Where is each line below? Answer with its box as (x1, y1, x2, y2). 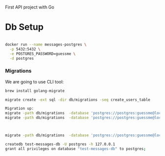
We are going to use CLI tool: (5, 78, 64, 84)
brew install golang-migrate (5, 88, 65, 93)
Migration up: (5, 106, 34, 111)
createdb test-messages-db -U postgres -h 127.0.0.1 (5, 142, 115, 147)
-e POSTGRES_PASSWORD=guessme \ (9, 51, 76, 56)
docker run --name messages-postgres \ (5, 42, 87, 47)
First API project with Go (5, 4, 55, 10)
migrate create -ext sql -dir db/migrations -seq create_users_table (5, 97, 151, 102)
